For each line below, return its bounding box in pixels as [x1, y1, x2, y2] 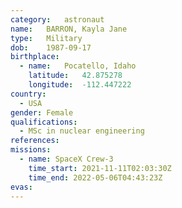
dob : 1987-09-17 [10, 42, 92, 53]
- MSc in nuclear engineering [19, 126, 145, 136]
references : [10, 136, 60, 146]
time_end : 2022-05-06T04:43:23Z [28, 172, 163, 183]
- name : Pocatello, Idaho [19, 61, 137, 71]
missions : [10, 145, 52, 155]
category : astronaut [10, 14, 105, 25]
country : [10, 89, 47, 99]
